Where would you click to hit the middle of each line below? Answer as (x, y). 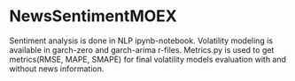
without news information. (57, 69)
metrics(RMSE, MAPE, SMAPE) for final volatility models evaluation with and (147, 59)
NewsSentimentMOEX (93, 16)
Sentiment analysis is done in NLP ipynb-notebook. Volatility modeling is (141, 40)
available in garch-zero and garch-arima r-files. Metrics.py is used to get (142, 49)
